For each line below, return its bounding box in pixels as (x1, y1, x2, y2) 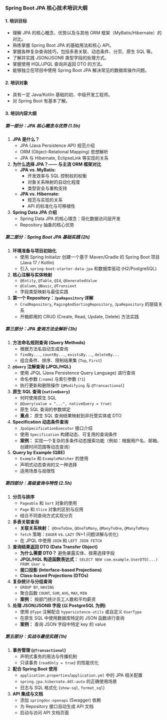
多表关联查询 (12, 519, 39, 525)
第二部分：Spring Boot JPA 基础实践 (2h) (5, 234, 90, 240)
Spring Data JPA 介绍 (12, 209, 57, 215)
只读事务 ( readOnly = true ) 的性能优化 (19, 660, 99, 666)
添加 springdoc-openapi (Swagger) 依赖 (19, 697, 101, 703)
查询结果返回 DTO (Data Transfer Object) (12, 544, 98, 550)
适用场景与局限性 (19, 468, 55, 474)
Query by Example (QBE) (12, 449, 65, 455)
